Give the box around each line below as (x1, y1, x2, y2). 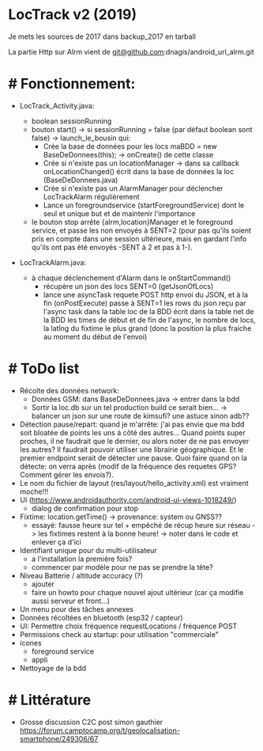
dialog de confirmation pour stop (31, 503, 139, 513)
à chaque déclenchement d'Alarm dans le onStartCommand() (31, 273, 231, 283)
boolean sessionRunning (31, 116, 112, 126)
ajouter (31, 579, 55, 589)
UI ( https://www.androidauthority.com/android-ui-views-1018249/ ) (19, 495, 237, 504)
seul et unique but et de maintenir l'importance (43, 208, 196, 218)
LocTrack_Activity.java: (19, 101, 95, 110)
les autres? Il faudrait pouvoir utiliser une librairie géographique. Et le (19, 445, 244, 454)
